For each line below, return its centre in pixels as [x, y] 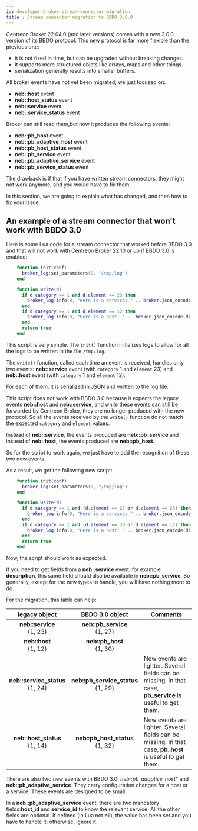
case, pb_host [164, 749]
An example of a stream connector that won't [91, 220]
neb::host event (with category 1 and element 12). [66, 375]
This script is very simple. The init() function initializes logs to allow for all [98, 344]
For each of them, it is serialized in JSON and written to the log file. [88, 386]
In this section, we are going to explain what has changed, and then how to [97, 196]
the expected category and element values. [58, 423]
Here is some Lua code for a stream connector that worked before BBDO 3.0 [99, 244]
